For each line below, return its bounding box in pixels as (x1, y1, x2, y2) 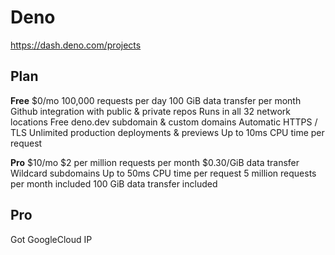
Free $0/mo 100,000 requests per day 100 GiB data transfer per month (10, 94, 302, 106)
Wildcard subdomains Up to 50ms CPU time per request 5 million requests (10, 167, 317, 179)
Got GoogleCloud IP (10, 233, 93, 245)
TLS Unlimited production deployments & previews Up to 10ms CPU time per (10, 126, 325, 138)
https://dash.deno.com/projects (10, 39, 142, 51)
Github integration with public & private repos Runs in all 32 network (10, 105, 292, 117)
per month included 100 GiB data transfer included (10, 177, 218, 190)
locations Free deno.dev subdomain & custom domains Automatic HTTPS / (10, 116, 318, 128)
